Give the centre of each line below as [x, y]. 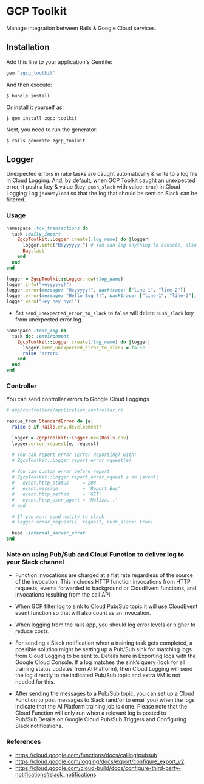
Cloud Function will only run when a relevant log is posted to [90, 713]
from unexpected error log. [49, 320]
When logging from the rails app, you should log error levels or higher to [105, 625]
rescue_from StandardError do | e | [50, 421]
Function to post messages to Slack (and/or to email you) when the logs [105, 700]
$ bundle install [28, 96]
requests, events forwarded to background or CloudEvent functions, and [106, 588]
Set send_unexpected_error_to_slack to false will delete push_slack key [104, 313]
